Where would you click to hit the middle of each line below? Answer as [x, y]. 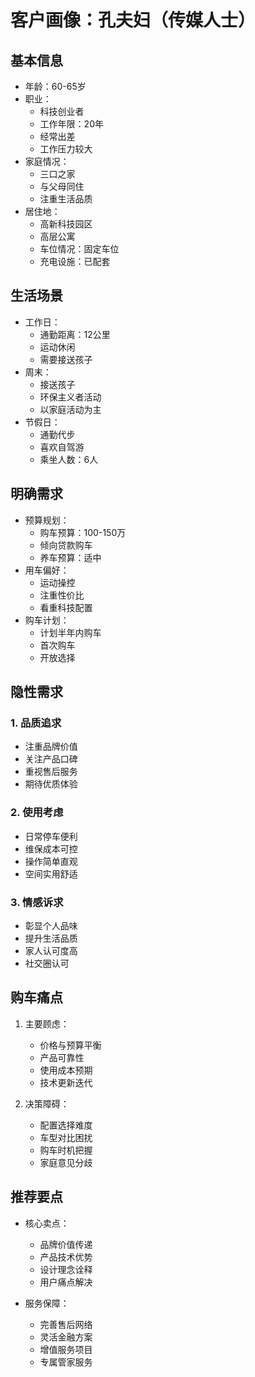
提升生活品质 [51, 938]
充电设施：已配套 [75, 261]
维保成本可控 [51, 848]
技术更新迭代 [66, 1082]
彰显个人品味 [51, 925]
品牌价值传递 [66, 1244]
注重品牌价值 [51, 747]
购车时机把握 [66, 1150]
